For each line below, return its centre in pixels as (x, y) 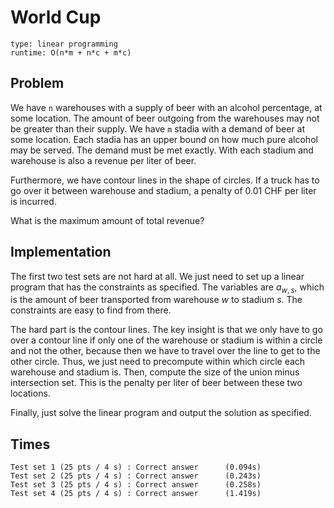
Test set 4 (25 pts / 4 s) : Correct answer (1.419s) (136, 494)
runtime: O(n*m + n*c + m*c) (71, 52)
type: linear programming (64, 44)
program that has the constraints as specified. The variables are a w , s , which (167, 288)
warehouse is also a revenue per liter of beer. (103, 160)
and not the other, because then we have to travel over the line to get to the (165, 351)
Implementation (61, 252)
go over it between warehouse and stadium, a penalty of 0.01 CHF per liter (163, 190)
